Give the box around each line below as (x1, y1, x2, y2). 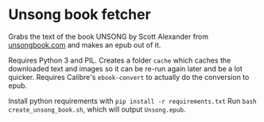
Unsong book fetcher (8, 6, 151, 24)
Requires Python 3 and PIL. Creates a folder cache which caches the (8, 55, 231, 65)
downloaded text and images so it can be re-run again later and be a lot (8, 63, 243, 73)
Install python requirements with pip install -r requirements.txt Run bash (8, 96, 257, 105)
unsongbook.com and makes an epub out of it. (8, 40, 161, 49)
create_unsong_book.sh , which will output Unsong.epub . (8, 105, 186, 114)
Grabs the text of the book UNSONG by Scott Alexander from (8, 32, 209, 41)
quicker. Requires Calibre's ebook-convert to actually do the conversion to (8, 72, 250, 82)
